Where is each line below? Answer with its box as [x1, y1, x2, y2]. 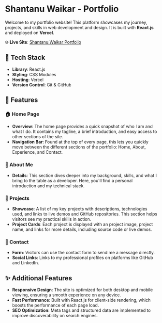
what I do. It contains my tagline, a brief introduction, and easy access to [12, 129, 157, 134]
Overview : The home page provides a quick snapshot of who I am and [12, 124, 153, 129]
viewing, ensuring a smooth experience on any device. [12, 292, 121, 298]
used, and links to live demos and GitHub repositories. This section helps [12, 211, 158, 217]
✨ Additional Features [5, 274, 73, 282]
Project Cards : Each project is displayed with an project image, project [12, 222, 153, 227]
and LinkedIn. [12, 260, 40, 266]
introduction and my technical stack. [12, 183, 85, 189]
